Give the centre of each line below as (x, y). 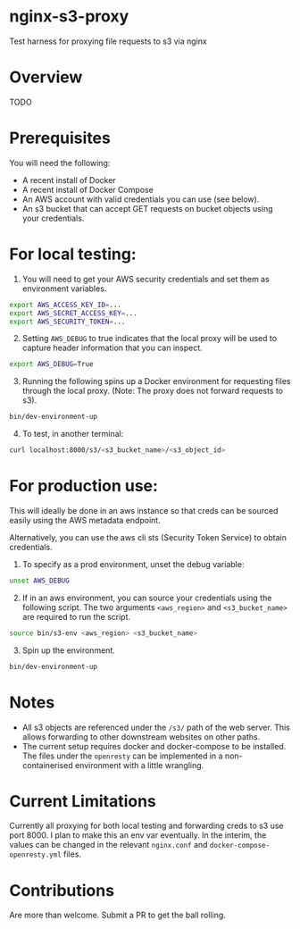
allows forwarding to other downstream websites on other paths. (141, 737)
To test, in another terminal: (73, 434)
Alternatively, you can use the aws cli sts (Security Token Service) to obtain (148, 537)
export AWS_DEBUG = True (51, 364)
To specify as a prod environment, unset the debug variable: (133, 564)
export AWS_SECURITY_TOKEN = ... (67, 322)
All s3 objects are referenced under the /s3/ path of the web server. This (156, 727)
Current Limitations (83, 801)
